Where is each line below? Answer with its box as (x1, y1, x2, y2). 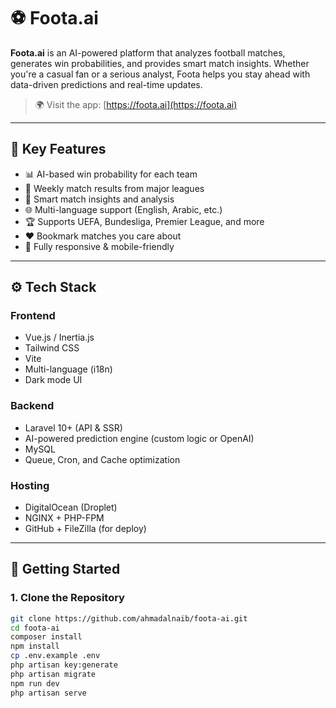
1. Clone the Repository (10, 591, 125, 605)
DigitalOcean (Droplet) (24, 501, 118, 514)
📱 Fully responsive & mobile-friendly (24, 240, 175, 252)
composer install (10, 632, 83, 642)
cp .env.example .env (10, 651, 101, 661)
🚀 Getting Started (10, 561, 121, 578)
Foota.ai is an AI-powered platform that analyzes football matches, (10, 46, 286, 59)
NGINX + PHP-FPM (24, 512, 105, 524)
